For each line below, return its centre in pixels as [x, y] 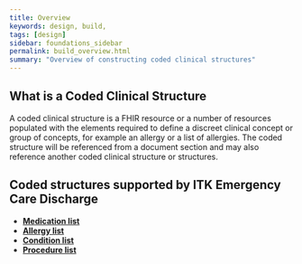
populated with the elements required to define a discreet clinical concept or [151, 127]
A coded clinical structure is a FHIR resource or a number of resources [141, 118]
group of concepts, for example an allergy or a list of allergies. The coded [146, 137]
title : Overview [40, 18]
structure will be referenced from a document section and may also [134, 146]
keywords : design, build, [58, 26]
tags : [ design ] [38, 34]
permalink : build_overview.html [70, 52]
